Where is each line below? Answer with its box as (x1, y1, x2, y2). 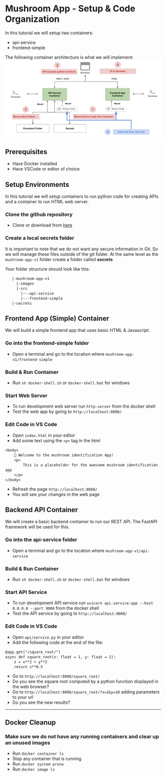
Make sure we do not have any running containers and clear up (5, 733, 159, 740)
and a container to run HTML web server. (5, 199, 89, 205)
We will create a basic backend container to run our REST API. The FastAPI (5, 519, 158, 525)
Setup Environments (5, 180, 70, 188)
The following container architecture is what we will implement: (5, 54, 134, 60)
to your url (12, 694, 34, 700)
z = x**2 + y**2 (14, 659, 48, 664)
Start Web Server (5, 392, 48, 399)
